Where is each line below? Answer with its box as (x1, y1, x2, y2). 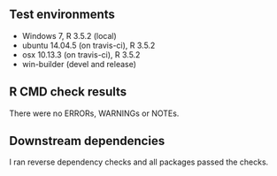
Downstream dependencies (9, 134, 165, 149)
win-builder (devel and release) (21, 58, 137, 69)
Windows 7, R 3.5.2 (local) (21, 30, 117, 41)
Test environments (9, 7, 115, 22)
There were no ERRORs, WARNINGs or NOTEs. (9, 108, 180, 119)
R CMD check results (9, 84, 127, 100)
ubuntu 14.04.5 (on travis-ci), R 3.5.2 (21, 40, 156, 50)
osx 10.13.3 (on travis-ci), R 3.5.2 (21, 49, 141, 60)
